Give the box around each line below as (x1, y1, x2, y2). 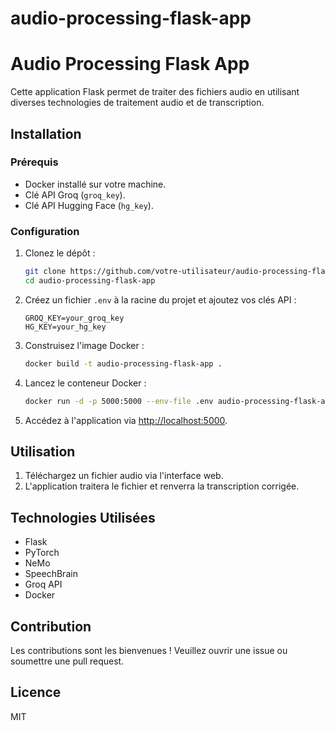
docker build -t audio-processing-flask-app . (24, 358, 223, 369)
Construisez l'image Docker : (24, 339, 145, 351)
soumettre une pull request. (10, 655, 125, 667)
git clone (24, 267, 67, 277)
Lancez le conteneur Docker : (24, 377, 147, 389)
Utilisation (10, 443, 76, 460)
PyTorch (24, 547, 60, 559)
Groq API (24, 578, 63, 591)
